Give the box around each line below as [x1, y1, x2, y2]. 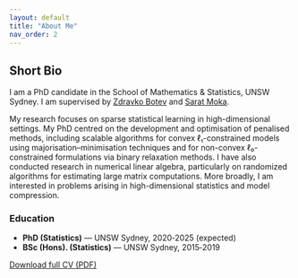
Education [9, 213, 55, 225]
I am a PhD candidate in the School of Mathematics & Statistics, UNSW [9, 87, 270, 98]
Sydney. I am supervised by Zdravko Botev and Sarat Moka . [9, 96, 230, 108]
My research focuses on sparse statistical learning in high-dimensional [9, 114, 271, 125]
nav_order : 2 [9, 30, 58, 39]
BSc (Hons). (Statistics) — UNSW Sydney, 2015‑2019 [21, 242, 221, 253]
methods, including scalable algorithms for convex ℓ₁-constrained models [9, 133, 280, 143]
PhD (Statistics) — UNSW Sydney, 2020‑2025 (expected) [21, 232, 237, 243]
